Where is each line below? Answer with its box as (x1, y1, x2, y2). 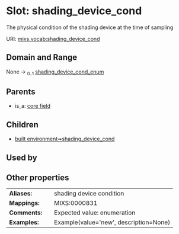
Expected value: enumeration (54, 209, 136, 217)
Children (6, 120, 39, 130)
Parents (6, 86, 36, 97)
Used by (6, 152, 37, 162)
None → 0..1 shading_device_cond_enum (6, 68, 104, 76)
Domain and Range (6, 52, 78, 63)
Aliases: (9, 190, 33, 198)
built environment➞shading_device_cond (14, 135, 115, 143)
